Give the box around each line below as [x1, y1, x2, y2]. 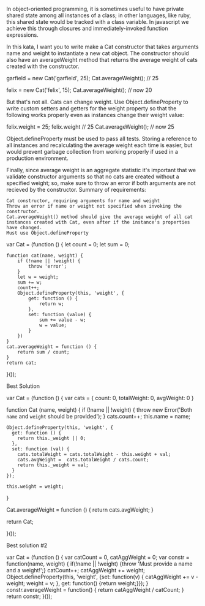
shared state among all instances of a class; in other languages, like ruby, [6, 12, 192, 19]
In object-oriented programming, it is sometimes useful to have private [6, 6, 184, 12]
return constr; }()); [6, 593, 53, 600]
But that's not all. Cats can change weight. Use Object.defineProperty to [6, 98, 188, 105]
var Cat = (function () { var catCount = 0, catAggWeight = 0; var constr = [6, 554, 190, 561]
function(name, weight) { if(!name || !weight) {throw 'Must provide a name [6, 560, 193, 567]
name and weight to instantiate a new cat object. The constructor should [6, 50, 190, 57]
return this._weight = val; [17, 462, 89, 468]
